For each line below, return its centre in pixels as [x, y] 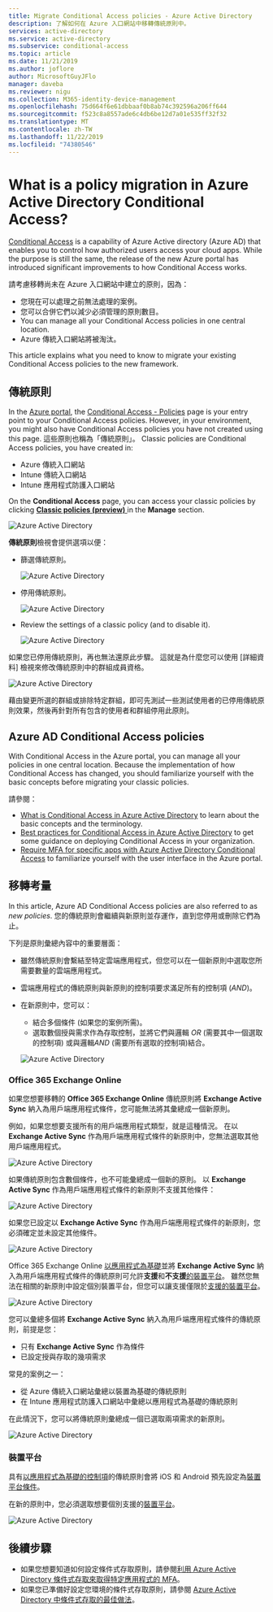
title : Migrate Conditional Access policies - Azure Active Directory [130, 16]
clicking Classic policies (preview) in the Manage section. [106, 510]
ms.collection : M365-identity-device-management [92, 99]
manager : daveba [36, 84]
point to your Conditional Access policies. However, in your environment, [130, 420]
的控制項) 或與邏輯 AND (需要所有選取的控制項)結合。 [121, 1042]
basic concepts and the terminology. [81, 824]
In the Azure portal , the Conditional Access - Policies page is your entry [128, 412]
